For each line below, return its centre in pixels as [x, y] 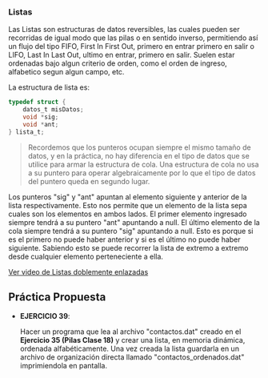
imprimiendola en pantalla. [64, 366]
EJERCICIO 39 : [45, 316]
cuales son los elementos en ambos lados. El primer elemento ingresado [128, 214]
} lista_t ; [26, 132]
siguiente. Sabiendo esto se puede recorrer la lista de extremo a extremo [128, 247]
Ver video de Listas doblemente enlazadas [78, 271]
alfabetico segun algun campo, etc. [66, 72]
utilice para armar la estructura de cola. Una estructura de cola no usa [143, 164]
